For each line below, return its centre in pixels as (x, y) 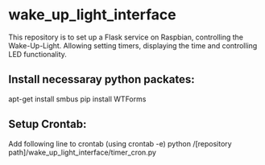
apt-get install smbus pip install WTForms (77, 99)
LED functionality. (37, 54)
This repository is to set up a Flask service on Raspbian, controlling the (126, 37)
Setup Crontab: (48, 124)
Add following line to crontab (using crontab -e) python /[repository (120, 143)
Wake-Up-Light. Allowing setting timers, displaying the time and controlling (133, 45)
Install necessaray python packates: (101, 79)
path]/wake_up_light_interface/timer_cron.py (83, 152)
